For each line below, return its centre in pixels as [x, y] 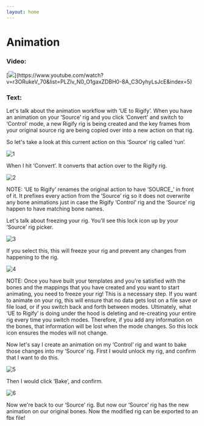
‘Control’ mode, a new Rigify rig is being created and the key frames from [98, 124]
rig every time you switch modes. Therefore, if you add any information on [100, 320]
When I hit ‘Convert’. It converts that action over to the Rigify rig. [87, 166]
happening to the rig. [33, 258]
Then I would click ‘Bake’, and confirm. [55, 381]
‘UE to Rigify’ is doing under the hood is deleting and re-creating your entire [101, 313]
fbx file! [16, 418]
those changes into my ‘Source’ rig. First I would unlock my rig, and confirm [101, 351]
